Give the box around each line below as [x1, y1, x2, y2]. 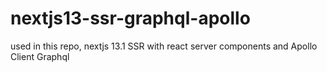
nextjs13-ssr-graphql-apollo [10, 7, 251, 30]
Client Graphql [10, 50, 70, 62]
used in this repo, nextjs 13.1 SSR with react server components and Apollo [10, 40, 318, 52]
